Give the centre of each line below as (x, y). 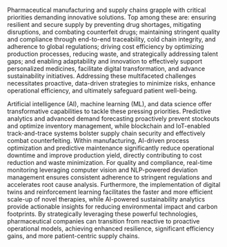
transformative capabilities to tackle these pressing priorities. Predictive (109, 111)
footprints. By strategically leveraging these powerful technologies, (102, 214)
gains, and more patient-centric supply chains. (73, 236)
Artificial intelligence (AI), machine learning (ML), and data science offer (109, 104)
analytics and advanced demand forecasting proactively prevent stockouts (113, 119)
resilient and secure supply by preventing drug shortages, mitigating (104, 24)
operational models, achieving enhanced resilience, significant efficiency (111, 228)
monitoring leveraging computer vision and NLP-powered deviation (102, 170)
